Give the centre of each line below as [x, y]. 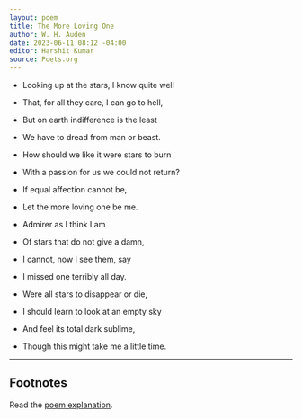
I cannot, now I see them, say [77, 259]
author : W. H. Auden [48, 34]
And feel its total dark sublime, [79, 329]
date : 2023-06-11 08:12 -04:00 [68, 43]
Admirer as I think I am [64, 224]
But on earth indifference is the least [89, 120]
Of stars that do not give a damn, [83, 242]
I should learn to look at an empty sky [92, 312]
